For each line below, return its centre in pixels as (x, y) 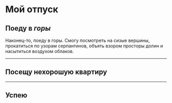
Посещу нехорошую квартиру (56, 72)
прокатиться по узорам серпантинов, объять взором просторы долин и (84, 46)
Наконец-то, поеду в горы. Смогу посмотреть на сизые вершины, (78, 40)
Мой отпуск (32, 9)
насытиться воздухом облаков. (40, 51)
